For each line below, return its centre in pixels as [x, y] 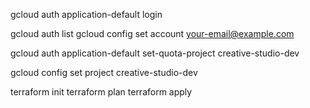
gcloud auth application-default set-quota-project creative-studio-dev [155, 53]
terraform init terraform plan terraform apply [101, 92]
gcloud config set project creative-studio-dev [104, 72]
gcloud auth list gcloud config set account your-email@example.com [152, 33]
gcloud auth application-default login [86, 14]
